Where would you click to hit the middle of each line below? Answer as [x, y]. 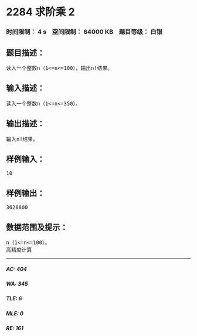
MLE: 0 [15, 313]
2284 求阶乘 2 [40, 12]
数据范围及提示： [37, 227]
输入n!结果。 [22, 139]
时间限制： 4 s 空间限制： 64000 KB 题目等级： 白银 [84, 32]
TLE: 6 [14, 298]
